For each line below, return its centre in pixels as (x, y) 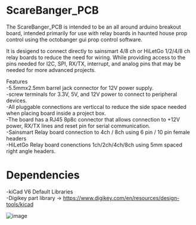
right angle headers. (31, 151)
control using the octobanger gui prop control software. (74, 39)
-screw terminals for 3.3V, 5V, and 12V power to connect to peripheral (92, 94)
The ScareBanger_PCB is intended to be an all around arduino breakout (94, 27)
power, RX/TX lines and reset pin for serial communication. (78, 126)
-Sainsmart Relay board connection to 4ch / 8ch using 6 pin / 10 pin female (98, 132)
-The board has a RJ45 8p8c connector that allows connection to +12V (93, 119)
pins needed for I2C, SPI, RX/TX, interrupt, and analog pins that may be (94, 64)
